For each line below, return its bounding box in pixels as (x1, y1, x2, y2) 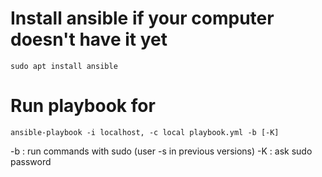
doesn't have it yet (10, 28, 168, 51)
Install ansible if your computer (10, 7, 275, 30)
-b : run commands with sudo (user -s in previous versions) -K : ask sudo (10, 145, 313, 157)
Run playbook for (10, 95, 156, 117)
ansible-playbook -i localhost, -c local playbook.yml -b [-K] (10, 127, 280, 137)
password (10, 155, 52, 167)
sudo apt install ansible (10, 61, 118, 71)
